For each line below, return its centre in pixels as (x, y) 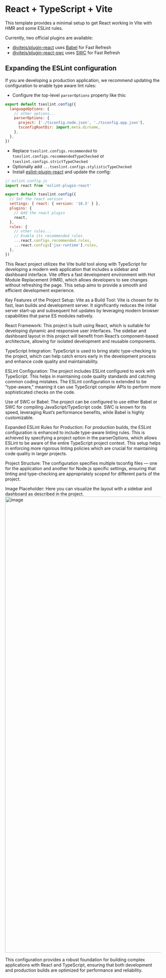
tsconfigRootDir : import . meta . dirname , (59, 128)
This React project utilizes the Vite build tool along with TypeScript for (76, 264)
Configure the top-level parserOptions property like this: (69, 95)
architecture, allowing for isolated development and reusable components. (81, 341)
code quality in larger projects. (36, 453)
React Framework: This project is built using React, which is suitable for (78, 325)
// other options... (35, 113)
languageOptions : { (30, 109)
